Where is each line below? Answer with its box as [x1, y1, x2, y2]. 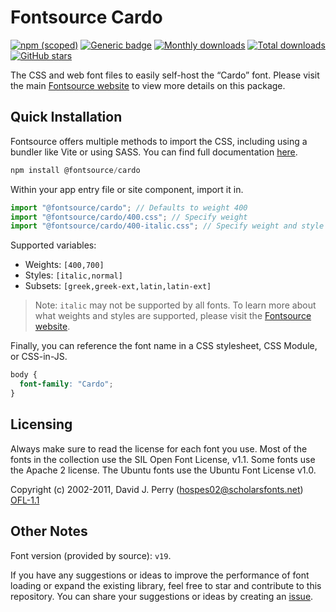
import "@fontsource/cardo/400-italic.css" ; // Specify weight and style [10, 221, 325, 231]
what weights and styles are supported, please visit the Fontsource [34, 310, 312, 322]
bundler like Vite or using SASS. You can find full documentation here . [10, 146, 298, 158]
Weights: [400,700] [24, 259, 105, 271]
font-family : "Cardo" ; [19, 379, 114, 390]
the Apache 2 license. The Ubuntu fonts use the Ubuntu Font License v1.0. [10, 464, 317, 476]
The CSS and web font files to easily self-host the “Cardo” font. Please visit [10, 69, 320, 81]
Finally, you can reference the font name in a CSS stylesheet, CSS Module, [10, 340, 318, 352]
